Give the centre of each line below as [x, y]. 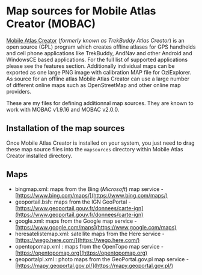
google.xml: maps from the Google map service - [76, 221]
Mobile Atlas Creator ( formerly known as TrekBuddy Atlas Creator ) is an [95, 40]
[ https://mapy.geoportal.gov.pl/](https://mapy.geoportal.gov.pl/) [94, 265]
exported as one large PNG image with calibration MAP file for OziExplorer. [99, 72]
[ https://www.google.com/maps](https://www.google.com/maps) [96, 227]
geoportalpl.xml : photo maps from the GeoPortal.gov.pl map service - [102, 259]
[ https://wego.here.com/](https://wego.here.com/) [77, 240]
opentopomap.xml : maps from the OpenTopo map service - [89, 246]
